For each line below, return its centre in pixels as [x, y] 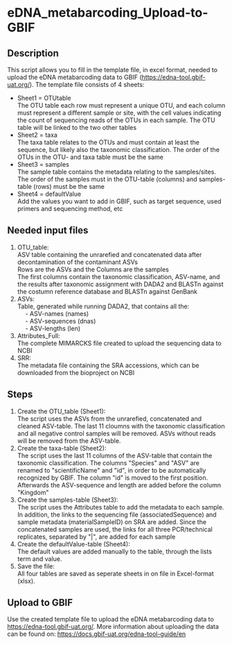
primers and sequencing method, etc [70, 209]
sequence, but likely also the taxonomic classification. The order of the [118, 150]
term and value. [39, 559]
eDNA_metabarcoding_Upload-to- [108, 13]
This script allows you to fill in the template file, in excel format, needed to [113, 70]
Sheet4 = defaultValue [49, 194]
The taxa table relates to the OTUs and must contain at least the [108, 142]
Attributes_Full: [38, 335]
